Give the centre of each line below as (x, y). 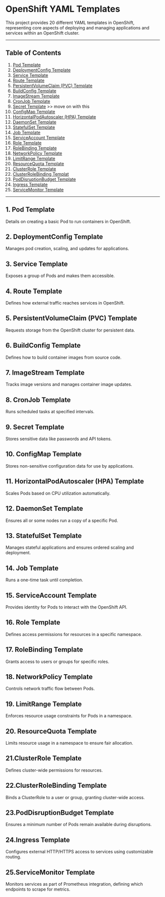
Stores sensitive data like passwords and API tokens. (59, 439)
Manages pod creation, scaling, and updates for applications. (67, 249)
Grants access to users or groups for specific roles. (58, 661)
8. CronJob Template (38, 400)
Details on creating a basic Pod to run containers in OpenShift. (68, 221)
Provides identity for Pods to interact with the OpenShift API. (67, 607)
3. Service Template (37, 264)
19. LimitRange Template (44, 704)
